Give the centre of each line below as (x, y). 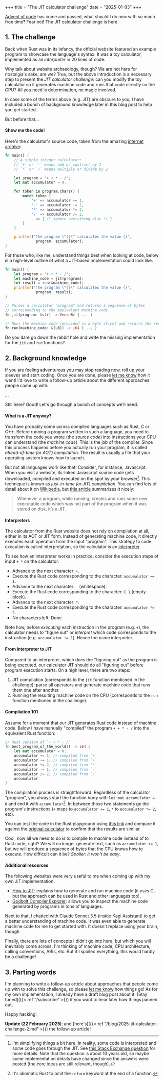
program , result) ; (54, 292)
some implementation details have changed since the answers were (80, 1058)
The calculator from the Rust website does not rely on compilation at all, (77, 531)
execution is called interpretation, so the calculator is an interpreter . (73, 547)
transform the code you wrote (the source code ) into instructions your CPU (81, 437)
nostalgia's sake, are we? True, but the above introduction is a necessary (79, 74)
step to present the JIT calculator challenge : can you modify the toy (73, 79)
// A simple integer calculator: (48, 160)
